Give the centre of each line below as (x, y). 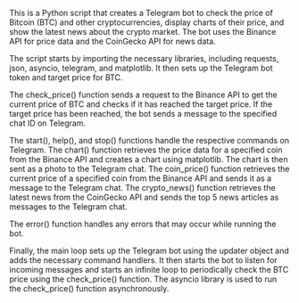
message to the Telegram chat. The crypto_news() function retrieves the (142, 188)
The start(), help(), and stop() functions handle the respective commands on (149, 140)
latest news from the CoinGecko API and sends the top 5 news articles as (144, 197)
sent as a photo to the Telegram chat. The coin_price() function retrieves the (149, 169)
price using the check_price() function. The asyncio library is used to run (143, 279)
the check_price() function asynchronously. (89, 288)
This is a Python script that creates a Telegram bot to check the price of (141, 13)
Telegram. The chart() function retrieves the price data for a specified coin (146, 150)
